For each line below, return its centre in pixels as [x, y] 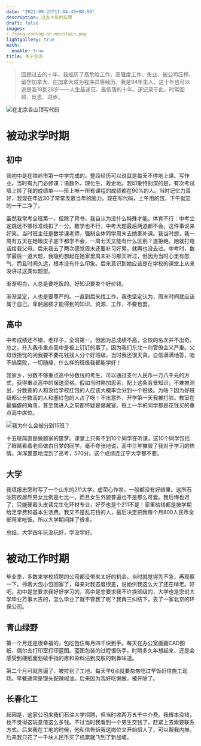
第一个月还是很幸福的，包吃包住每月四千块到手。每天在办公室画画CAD [93, 643]
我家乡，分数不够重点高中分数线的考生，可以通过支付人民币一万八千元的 [95, 375]
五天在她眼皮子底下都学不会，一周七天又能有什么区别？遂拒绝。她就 [100, 241]
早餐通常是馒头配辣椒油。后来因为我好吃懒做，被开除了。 [87, 678]
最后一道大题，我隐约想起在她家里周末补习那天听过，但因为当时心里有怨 [100, 256]
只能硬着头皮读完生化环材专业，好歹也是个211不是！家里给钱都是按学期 [104, 505]
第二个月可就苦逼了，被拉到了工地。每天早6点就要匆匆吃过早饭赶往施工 [94, 671]
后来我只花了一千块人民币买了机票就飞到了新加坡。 [69, 737]
